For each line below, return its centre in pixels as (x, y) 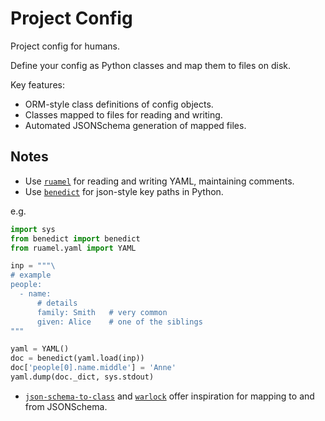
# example (31, 275)
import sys (33, 229)
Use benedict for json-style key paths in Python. (124, 191)
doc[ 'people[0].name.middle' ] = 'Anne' (93, 368)
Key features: (37, 84)
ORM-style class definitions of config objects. (119, 104)
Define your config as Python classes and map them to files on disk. (151, 65)
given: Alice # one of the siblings (119, 322)
